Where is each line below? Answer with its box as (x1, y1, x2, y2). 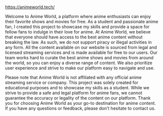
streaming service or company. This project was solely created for (5, 80, 139, 85)
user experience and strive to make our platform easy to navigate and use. (5, 65, 155, 71)
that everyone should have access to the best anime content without (5, 34, 143, 40)
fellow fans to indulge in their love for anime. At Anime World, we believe (5, 29, 151, 34)
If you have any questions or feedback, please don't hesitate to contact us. (5, 105, 156, 111)
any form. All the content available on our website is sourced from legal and (5, 45, 157, 50)
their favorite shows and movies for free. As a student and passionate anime (5, 19, 159, 24)
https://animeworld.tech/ (5, 4, 55, 10)
